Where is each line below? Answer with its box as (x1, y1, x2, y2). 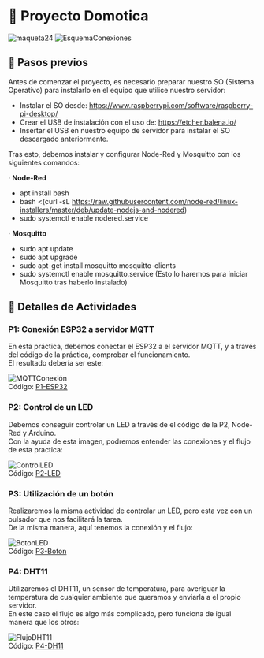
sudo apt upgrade (19, 252, 78, 262)
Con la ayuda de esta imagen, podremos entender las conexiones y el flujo (8, 437, 251, 446)
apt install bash (19, 188, 69, 198)
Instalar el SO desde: (19, 100, 88, 110)
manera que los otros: (8, 618, 80, 627)
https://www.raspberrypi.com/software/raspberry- (89, 100, 254, 110)
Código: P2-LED (8, 468, 61, 478)
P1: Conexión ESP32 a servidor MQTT (8, 324, 155, 335)
